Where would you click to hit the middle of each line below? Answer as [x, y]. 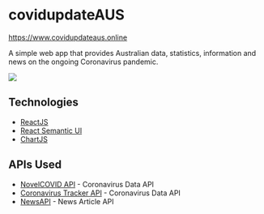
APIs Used [35, 165]
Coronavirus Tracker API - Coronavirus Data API [100, 193]
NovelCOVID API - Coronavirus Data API [87, 184]
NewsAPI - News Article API [67, 201]
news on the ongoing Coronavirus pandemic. [83, 62]
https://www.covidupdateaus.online [68, 37]
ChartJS [34, 139]
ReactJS [34, 122]
